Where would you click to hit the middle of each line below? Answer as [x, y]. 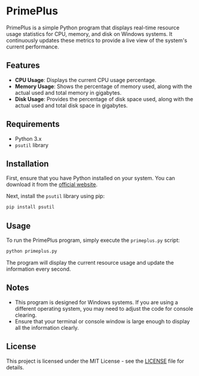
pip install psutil [30, 207]
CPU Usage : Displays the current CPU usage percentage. [85, 80]
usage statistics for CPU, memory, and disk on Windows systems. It [89, 34]
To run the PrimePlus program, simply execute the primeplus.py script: [93, 240]
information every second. [39, 269]
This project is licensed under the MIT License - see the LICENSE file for [95, 361]
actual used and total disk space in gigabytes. [71, 105]
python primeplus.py [32, 251]
